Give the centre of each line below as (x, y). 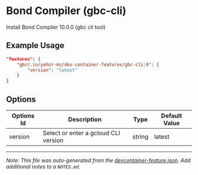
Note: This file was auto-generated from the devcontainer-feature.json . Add (98, 160)
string (141, 136)
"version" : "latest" (52, 70)
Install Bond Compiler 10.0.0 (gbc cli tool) (56, 27)
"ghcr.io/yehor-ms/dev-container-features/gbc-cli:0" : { (88, 65)
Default (172, 116)
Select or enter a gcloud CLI (81, 133)
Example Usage (35, 46)
